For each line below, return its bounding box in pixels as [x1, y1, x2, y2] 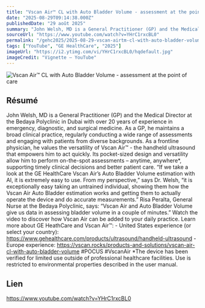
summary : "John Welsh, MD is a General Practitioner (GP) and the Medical [6, 26, 201, 32]
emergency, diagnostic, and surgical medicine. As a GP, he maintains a [6, 125, 184, 132]
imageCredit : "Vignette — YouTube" [6, 54, 97, 61]
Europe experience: [6, 241, 56, 249]
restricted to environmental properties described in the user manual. [6, 261, 178, 268]
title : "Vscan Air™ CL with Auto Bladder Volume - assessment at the [6, 9, 187, 15]
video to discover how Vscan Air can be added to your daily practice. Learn [6, 215, 196, 223]
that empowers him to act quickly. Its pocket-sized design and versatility [6, 150, 189, 158]
